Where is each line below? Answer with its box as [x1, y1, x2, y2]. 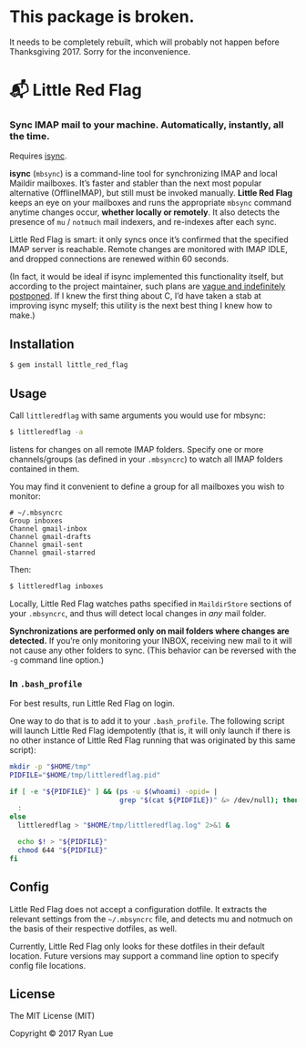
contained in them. [9, 463, 80, 474]
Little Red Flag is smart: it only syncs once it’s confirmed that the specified [9, 234, 289, 245]
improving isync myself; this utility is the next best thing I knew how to [9, 300, 273, 311]
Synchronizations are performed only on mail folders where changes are [9, 626, 290, 636]
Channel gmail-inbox [9, 524, 88, 534]
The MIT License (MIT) [9, 1011, 96, 1022]
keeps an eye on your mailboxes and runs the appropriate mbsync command [9, 198, 292, 209]
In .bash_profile [9, 677, 83, 689]
